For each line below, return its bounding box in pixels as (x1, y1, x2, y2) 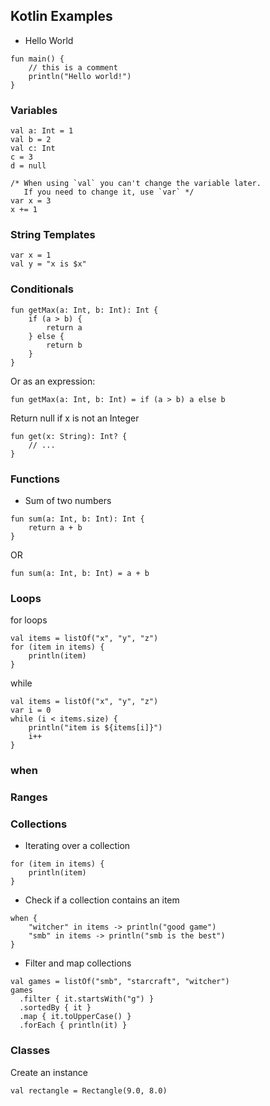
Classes (10, 1044, 51, 1058)
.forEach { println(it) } (19, 1020, 128, 1031)
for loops (10, 614, 48, 626)
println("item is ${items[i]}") (28, 723, 163, 733)
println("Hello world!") (28, 71, 132, 81)
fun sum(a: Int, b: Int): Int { (10, 514, 145, 524)
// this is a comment (28, 62, 118, 73)
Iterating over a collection (24, 840, 131, 852)
